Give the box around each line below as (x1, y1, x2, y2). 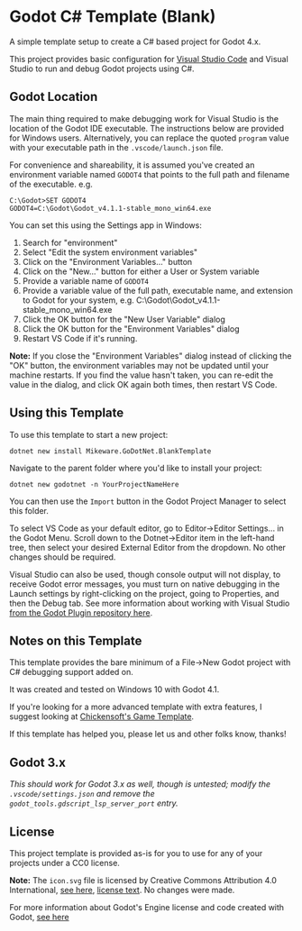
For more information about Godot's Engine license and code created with (9, 902, 285, 912)
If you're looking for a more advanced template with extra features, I (9, 701, 263, 713)
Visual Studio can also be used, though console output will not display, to (9, 569, 281, 580)
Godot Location (9, 89, 98, 105)
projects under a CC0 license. (9, 858, 120, 868)
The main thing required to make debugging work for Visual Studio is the (9, 113, 279, 123)
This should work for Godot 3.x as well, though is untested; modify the (9, 779, 271, 790)
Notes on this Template (9, 633, 142, 648)
